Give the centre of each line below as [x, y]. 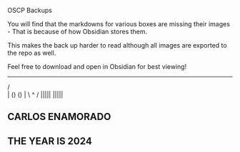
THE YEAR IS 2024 [50, 141]
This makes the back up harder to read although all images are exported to [117, 45]
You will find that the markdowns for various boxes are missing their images [119, 24]
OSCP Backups [30, 10]
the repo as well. [32, 53]
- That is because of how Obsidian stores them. [77, 32]
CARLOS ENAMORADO [59, 117]
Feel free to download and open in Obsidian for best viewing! [97, 66]
